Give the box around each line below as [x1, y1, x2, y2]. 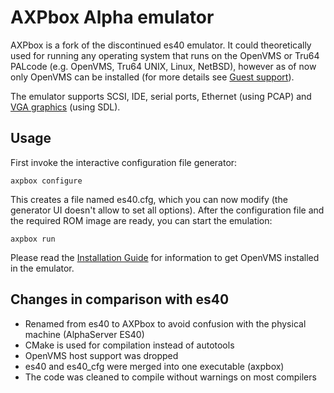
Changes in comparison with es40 [10, 291, 230, 308]
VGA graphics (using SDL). [10, 101, 121, 113]
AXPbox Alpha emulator [10, 6, 215, 29]
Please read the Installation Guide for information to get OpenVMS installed [10, 251, 320, 263]
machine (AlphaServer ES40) [24, 328, 145, 340]
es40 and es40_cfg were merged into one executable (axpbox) [24, 360, 285, 372]
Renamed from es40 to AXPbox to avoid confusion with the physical [24, 317, 307, 330]
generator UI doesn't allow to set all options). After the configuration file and [10, 204, 325, 216]
